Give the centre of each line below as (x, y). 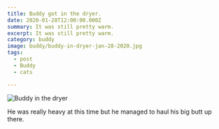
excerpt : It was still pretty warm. (61, 33)
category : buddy (31, 40)
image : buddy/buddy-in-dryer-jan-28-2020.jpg (75, 46)
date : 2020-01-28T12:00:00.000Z (54, 20)
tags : (15, 53)
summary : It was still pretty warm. (61, 26)
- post (23, 59)
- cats (23, 72)
